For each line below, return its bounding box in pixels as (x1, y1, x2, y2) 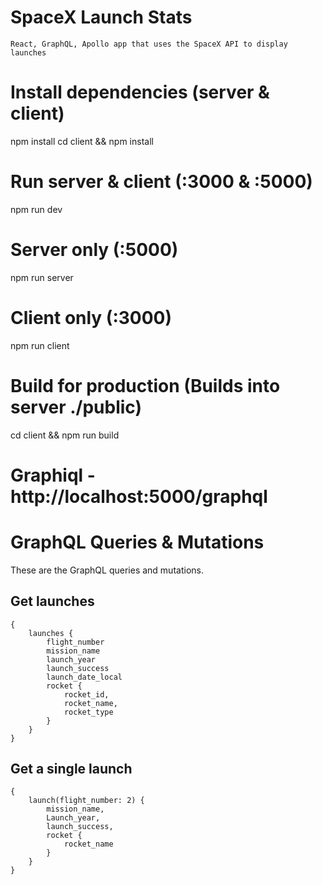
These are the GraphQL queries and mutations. (10, 564, 204, 576)
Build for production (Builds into (10, 374, 281, 397)
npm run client (10, 339, 70, 351)
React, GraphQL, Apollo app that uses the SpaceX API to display (10, 39, 288, 49)
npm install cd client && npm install (10, 135, 154, 147)
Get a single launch (10, 760, 133, 777)
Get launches (10, 593, 95, 610)
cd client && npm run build (10, 429, 120, 441)
